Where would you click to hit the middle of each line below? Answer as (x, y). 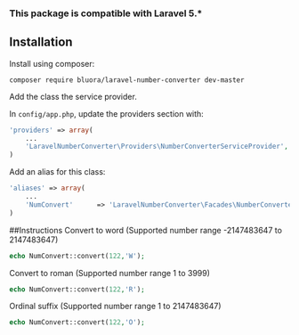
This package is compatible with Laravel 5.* (106, 13)
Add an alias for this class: (57, 172)
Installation (41, 42)
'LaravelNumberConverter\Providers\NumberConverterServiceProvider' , (157, 147)
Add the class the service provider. (73, 96)
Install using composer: (52, 63)
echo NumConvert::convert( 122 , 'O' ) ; (77, 323)
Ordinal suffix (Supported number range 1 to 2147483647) (115, 306)
